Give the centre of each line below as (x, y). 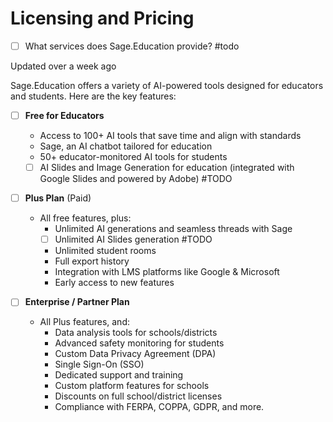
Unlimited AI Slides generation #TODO (133, 239)
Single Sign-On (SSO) (99, 364)
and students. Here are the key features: (93, 96)
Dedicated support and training (119, 375)
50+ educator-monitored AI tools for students (133, 157)
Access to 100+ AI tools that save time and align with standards (170, 136)
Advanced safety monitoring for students (139, 343)
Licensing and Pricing (102, 18)
